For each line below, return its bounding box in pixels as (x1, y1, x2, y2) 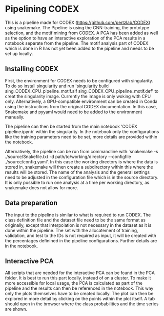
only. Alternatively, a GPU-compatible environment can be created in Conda (5, 99, 158, 104)
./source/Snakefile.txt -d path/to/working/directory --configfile (5, 154, 131, 159)
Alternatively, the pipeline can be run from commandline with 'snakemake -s (5, 148, 159, 154)
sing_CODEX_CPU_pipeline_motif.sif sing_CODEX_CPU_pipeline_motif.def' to (5, 88, 159, 94)
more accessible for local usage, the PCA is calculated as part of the (5, 280, 143, 286)
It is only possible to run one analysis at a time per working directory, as (5, 179, 150, 185)
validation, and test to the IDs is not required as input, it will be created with (5, 233, 157, 238)
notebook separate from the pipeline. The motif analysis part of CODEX (5, 40, 149, 46)
